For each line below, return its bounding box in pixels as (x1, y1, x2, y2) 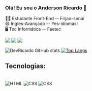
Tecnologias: (5, 62, 46, 70)
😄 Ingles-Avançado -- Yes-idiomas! (5, 21, 78, 26)
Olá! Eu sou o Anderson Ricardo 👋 (5, 4, 87, 11)
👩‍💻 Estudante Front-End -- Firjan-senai (5, 16, 85, 22)
